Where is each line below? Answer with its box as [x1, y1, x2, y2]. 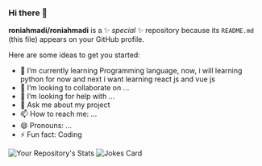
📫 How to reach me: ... [19, 109, 98, 119]
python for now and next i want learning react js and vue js [19, 74, 216, 84]
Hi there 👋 [8, 7, 48, 19]
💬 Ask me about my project [19, 100, 110, 110]
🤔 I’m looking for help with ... [19, 92, 115, 102]
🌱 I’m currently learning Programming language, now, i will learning [19, 66, 243, 76]
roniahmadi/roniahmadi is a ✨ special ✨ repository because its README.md [8, 26, 255, 35]
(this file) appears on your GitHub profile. [8, 35, 145, 44]
